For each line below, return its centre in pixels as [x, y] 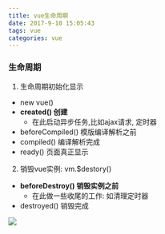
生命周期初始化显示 [52, 86]
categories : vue [35, 38]
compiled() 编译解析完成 [60, 141]
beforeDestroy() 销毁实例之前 [69, 185]
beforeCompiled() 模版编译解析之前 [78, 132]
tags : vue [25, 30]
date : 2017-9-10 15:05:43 [51, 23]
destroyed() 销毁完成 [54, 205]
